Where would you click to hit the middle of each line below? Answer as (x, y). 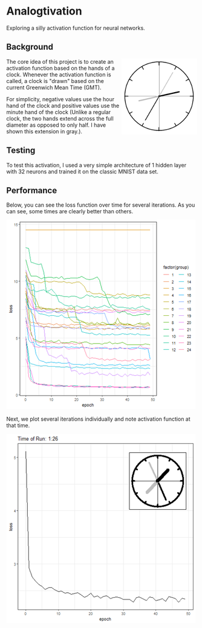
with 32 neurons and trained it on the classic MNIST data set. (82, 172)
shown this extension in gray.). (44, 131)
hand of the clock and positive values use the (63, 105)
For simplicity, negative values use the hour (60, 99)
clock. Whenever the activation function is (59, 75)
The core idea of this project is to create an (60, 61)
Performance (32, 190)
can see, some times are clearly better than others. (70, 212)
